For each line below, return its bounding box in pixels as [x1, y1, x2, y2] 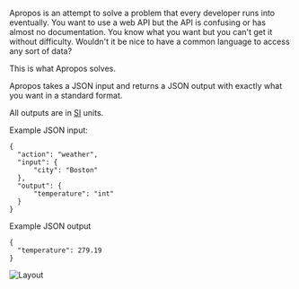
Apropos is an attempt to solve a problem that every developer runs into [9, 8, 276, 18]
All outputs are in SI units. [9, 108, 104, 118]
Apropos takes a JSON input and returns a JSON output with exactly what [9, 81, 283, 91]
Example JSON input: [9, 125, 88, 136]
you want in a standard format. [9, 90, 123, 101]
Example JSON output [9, 221, 92, 232]
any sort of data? [9, 46, 73, 57]
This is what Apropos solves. [9, 63, 117, 74]
